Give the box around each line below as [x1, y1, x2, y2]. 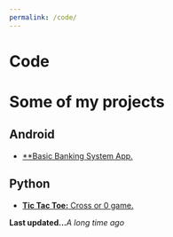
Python [9, 177, 51, 192]
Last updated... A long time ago [9, 217, 125, 227]
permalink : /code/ [9, 12, 77, 22]
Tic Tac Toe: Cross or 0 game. [21, 200, 134, 210]
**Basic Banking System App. [21, 150, 133, 161]
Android [9, 127, 55, 142]
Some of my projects [9, 92, 165, 112]
